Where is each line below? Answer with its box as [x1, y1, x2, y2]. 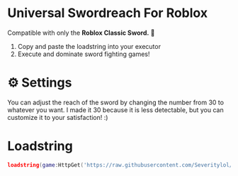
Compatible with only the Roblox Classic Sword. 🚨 [7, 28, 155, 37]
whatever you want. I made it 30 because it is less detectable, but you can [7, 105, 225, 114]
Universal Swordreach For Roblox [7, 5, 208, 21]
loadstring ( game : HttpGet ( [7, 161, 84, 168]
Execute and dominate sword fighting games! [17, 50, 150, 58]
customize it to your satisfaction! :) [7, 113, 108, 121]
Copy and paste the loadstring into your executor [17, 42, 161, 50]
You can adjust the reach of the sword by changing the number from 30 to [7, 98, 225, 106]
